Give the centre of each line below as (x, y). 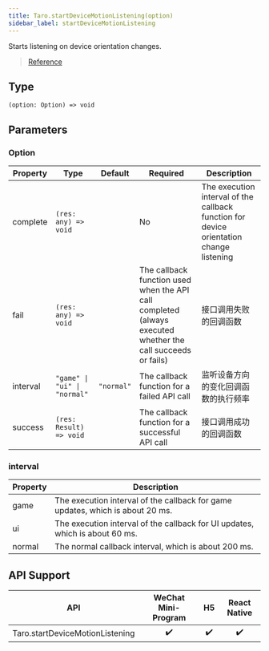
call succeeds (165, 350)
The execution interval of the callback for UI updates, (155, 524)
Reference (45, 62)
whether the (162, 340)
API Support (39, 575)
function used (165, 280)
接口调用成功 (225, 422)
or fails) (153, 360)
